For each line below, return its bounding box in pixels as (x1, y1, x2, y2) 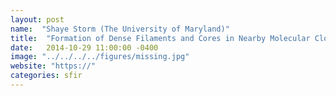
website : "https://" (10, 61, 97, 71)
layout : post (10, 14, 65, 25)
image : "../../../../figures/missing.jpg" (10, 52, 190, 62)
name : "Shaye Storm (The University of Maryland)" (10, 24, 230, 34)
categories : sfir (10, 71, 83, 81)
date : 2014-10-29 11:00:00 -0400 (10, 42, 159, 53)
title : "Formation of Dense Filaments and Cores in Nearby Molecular (10, 33, 311, 43)
